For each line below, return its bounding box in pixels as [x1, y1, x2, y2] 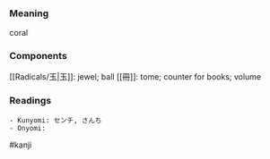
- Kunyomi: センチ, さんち [9, 115, 102, 125]
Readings [9, 94, 52, 106]
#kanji [9, 139, 32, 150]
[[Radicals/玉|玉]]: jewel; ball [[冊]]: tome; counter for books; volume [9, 71, 262, 82]
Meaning [9, 7, 49, 20]
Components [9, 50, 67, 63]
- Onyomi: [9, 123, 47, 132]
